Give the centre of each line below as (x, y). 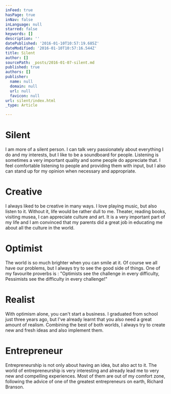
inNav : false (19, 19)
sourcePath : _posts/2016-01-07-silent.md (50, 63)
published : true (22, 67)
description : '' (22, 39)
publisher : (17, 77)
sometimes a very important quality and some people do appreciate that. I (83, 160)
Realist (20, 300)
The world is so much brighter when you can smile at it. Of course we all (81, 262)
